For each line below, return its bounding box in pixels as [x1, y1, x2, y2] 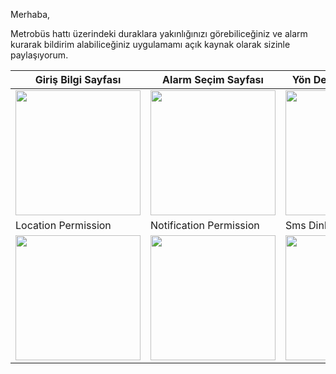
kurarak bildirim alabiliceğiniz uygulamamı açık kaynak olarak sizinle [10, 39, 291, 50]
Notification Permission [150, 219, 260, 232]
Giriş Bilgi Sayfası [34, 73, 122, 86]
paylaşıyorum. [10, 49, 69, 61]
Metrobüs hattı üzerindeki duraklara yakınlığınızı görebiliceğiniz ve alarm [10, 28, 308, 39]
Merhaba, [10, 9, 51, 20]
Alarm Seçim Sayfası [162, 73, 264, 86]
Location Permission [15, 219, 112, 232]
